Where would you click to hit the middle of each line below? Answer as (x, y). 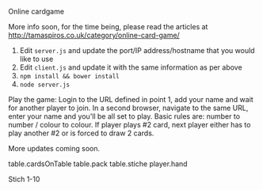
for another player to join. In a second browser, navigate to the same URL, (128, 108)
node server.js (45, 85)
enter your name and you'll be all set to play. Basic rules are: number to (124, 116)
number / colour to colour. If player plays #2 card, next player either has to (130, 125)
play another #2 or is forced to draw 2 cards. (81, 133)
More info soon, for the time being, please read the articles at (108, 27)
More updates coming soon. (54, 148)
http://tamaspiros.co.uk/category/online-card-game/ (94, 35)
